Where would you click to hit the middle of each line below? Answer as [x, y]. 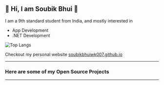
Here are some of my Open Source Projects [57, 71]
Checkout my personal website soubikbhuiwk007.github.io [64, 54]
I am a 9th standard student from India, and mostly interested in [69, 21]
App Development [30, 30]
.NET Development [31, 35]
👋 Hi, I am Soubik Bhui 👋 [41, 9]
